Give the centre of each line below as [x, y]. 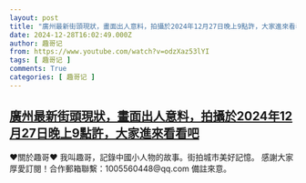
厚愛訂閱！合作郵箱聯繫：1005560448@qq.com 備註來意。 [121, 168]
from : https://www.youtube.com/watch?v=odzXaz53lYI [109, 52]
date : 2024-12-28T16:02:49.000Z [71, 35]
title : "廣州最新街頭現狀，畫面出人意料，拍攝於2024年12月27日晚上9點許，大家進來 [149, 26]
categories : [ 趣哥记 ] [52, 77]
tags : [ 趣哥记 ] [40, 60]
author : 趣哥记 [36, 43]
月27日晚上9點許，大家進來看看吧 [105, 133]
